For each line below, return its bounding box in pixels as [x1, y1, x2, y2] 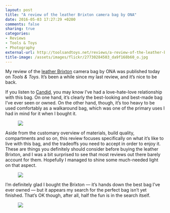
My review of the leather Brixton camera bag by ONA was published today [5, 68, 160, 75]
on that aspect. [5, 162, 37, 168]
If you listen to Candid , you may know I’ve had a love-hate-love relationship [5, 89, 162, 95]
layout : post [5, 7, 33, 13]
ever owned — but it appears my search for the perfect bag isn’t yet [5, 187, 147, 193]
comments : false [5, 21, 39, 27]
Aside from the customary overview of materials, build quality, [5, 130, 135, 136]
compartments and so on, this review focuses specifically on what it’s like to [5, 135, 164, 141]
